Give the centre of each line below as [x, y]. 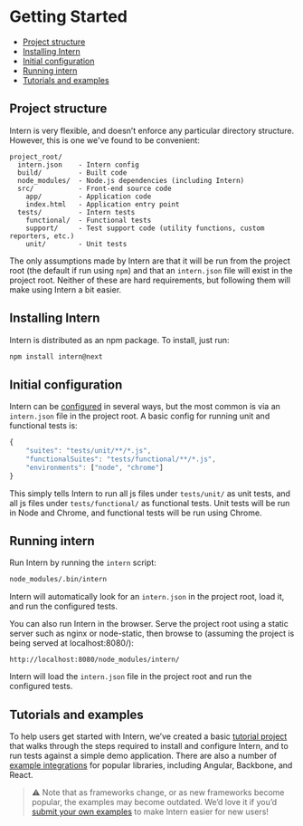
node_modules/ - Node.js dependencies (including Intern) [131, 180]
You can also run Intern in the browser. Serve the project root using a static [149, 624]
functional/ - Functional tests [89, 220]
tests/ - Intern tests [76, 212]
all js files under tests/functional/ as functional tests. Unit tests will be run [150, 503]
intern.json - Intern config [79, 165]
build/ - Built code [72, 173]
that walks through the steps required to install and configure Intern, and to [149, 746]
